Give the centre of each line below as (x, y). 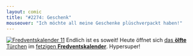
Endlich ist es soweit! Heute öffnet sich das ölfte (126, 40)
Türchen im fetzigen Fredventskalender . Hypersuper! (74, 46)
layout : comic (24, 12)
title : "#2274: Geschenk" (39, 17)
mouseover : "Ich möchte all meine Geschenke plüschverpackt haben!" (94, 23)
